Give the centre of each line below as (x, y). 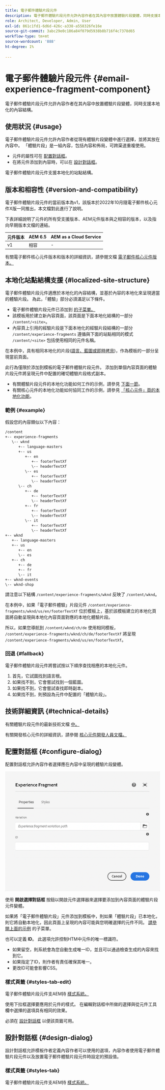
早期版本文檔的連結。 (31, 225)
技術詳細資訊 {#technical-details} (57, 711)
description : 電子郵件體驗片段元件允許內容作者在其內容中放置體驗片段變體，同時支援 (82, 16)
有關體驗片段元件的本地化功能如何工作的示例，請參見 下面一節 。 (77, 384)
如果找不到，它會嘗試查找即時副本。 (49, 688)
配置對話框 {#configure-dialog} (54, 752)
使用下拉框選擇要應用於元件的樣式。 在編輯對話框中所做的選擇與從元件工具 (81, 1004)
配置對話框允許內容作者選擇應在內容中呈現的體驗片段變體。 (65, 764)
